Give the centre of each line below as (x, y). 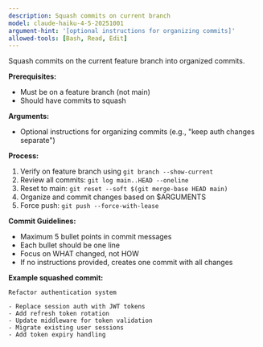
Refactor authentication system (62, 293)
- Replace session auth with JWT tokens (77, 307)
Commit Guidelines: (42, 221)
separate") (38, 141)
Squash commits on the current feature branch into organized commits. (127, 61)
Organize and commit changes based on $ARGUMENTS (113, 197)
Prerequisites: (33, 76)
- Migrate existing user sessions (66, 328)
